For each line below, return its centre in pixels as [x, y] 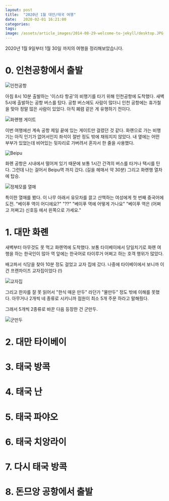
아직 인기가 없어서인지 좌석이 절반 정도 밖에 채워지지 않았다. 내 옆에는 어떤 [87, 136]
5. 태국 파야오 [32, 417]
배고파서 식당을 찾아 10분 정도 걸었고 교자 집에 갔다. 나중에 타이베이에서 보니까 [82, 264]
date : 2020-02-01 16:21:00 [36, 19]
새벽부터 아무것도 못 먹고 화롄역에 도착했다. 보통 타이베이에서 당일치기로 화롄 [81, 247]
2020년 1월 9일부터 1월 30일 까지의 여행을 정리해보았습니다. [64, 48]
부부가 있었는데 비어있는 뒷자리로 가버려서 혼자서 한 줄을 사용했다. [70, 143]
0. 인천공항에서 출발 [44, 71]
